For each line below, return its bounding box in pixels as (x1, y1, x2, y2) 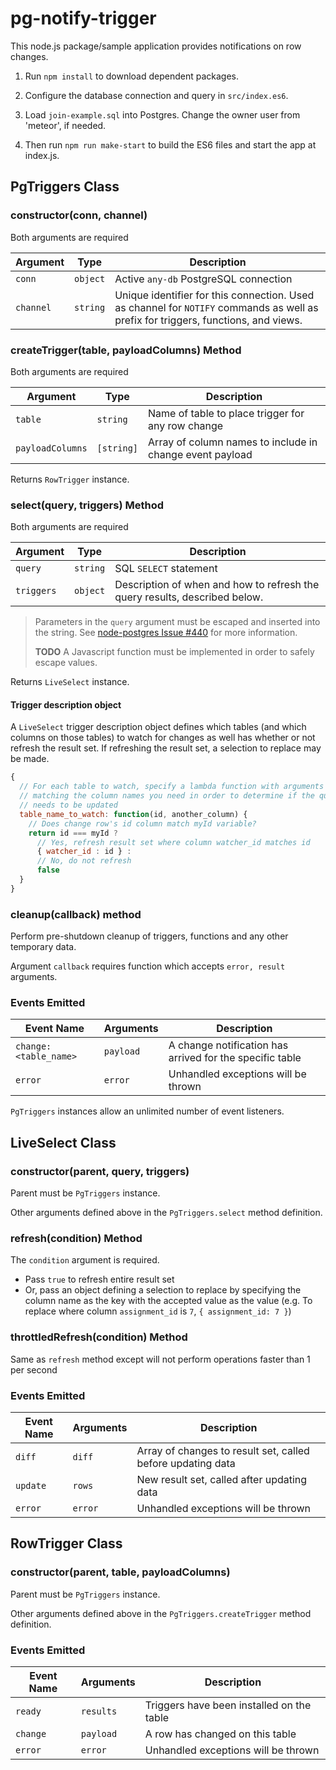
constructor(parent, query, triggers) (10, 1164, 190, 1178)
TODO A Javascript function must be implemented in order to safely (34, 646, 315, 658)
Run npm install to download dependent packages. (24, 70, 240, 82)
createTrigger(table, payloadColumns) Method (10, 343, 242, 357)
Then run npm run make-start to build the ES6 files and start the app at (24, 138, 317, 151)
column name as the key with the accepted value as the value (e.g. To (24, 1295, 313, 1307)
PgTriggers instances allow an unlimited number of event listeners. (10, 1105, 285, 1117)
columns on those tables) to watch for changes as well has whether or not (10, 732, 316, 744)
